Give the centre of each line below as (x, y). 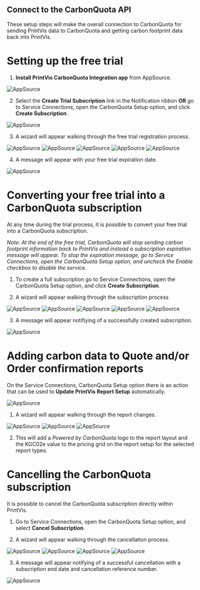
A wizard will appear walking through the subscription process (92, 297)
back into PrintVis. (29, 37)
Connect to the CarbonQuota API (69, 10)
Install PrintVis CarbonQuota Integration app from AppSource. (93, 78)
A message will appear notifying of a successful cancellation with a (98, 563)
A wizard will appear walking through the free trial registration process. (102, 136)
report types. (31, 450)
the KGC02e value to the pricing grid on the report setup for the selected (104, 444)
